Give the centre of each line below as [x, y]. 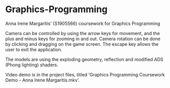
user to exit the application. [34, 49]
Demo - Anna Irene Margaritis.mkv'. [42, 80]
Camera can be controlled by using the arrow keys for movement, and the [83, 33]
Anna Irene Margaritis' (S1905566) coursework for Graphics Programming [83, 23]
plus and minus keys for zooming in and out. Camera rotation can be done [83, 39]
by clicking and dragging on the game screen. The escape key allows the [82, 44]
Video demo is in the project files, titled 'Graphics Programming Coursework [85, 74]
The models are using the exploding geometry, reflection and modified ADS [84, 59]
